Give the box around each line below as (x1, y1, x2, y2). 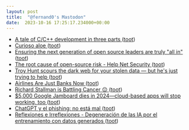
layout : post (6, 8, 39, 15)
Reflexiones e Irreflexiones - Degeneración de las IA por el (14, 111, 158, 118)
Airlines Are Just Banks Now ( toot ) (14, 80, 100, 87)
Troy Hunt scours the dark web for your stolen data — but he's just (14, 67, 178, 74)
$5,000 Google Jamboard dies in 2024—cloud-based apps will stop (14, 92, 181, 99)
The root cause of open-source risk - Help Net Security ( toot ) (14, 61, 165, 68)
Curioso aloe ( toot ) (14, 42, 61, 49)
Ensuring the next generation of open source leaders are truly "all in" (14, 48, 183, 56)
